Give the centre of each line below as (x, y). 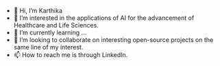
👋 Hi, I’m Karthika (38, 11)
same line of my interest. (48, 47)
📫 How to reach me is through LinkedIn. (71, 55)
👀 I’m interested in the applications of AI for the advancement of (104, 18)
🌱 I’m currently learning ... (50, 32)
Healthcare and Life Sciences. (56, 25)
